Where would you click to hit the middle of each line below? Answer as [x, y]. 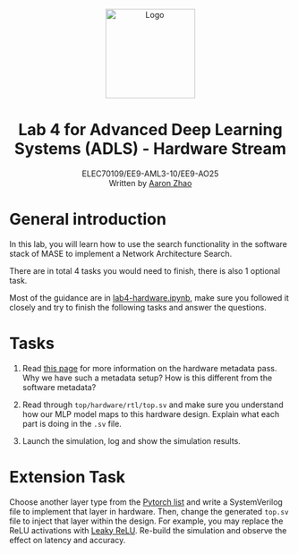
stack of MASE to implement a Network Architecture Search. [121, 253]
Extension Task [68, 477]
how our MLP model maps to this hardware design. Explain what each [151, 413]
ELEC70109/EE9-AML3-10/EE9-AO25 [150, 174]
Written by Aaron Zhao [150, 183]
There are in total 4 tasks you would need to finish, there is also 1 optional [145, 270]
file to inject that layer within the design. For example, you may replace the [146, 521]
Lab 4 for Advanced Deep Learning [150, 130]
